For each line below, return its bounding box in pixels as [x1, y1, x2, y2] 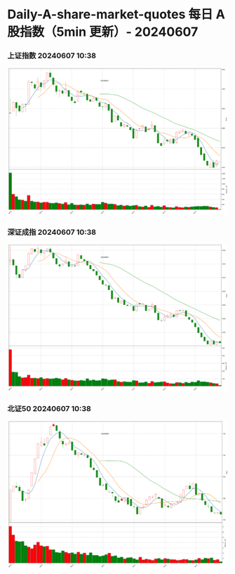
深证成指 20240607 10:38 [7, 227, 97, 237]
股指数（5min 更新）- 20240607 [7, 24, 199, 40]
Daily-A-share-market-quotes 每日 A [7, 6, 226, 22]
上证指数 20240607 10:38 [7, 51, 97, 60]
